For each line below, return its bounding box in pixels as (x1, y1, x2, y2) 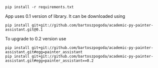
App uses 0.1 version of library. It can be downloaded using (5, 13, 125, 19)
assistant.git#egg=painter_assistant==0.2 (5, 58, 94, 63)
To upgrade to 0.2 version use (5, 36, 67, 41)
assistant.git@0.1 (5, 27, 43, 32)
